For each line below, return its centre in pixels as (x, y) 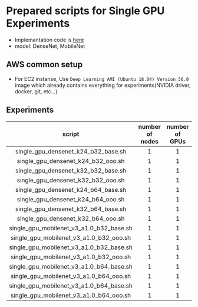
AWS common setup (44, 65)
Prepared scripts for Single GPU (85, 11)
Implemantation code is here (49, 40)
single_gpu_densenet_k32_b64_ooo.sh (71, 218)
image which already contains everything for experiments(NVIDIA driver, (103, 85)
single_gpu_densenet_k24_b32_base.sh (71, 151)
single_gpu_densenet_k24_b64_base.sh (71, 190)
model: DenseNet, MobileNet (50, 46)
